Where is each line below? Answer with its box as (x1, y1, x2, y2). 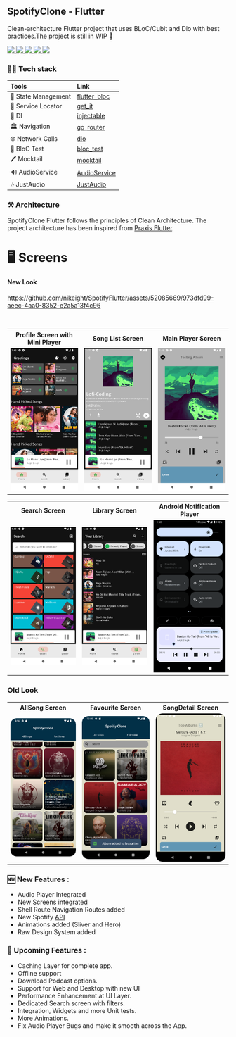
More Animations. (17, 1014, 69, 1022)
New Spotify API (17, 913, 65, 922)
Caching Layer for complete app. (17, 961, 113, 970)
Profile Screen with (15, 330, 73, 339)
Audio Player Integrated (17, 891, 86, 899)
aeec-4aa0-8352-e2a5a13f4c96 (7, 301, 101, 310)
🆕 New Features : (7, 874, 70, 884)
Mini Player (27, 338, 62, 346)
